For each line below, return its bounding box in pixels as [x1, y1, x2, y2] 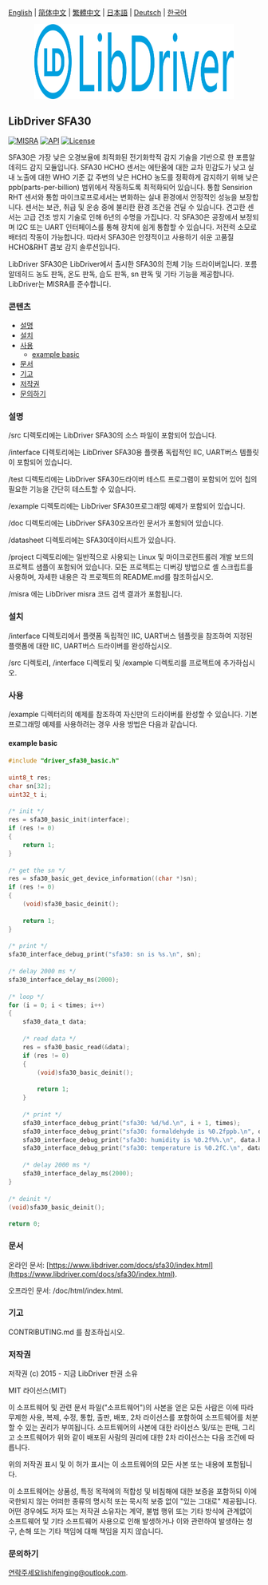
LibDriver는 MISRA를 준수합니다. [8, 279, 112, 288]
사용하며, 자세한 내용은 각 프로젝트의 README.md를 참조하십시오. [8, 573, 214, 582]
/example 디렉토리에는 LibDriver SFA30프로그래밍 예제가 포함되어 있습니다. [8, 501, 246, 511]
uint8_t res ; [8, 774, 52, 782]
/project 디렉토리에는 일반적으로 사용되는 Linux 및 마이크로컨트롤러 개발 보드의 [8, 553, 254, 562]
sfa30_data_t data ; [22, 1018, 88, 1026]
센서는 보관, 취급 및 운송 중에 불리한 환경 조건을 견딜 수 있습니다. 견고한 [25, 202, 246, 212]
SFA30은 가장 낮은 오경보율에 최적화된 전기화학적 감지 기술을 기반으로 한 [8, 152, 235, 162]
